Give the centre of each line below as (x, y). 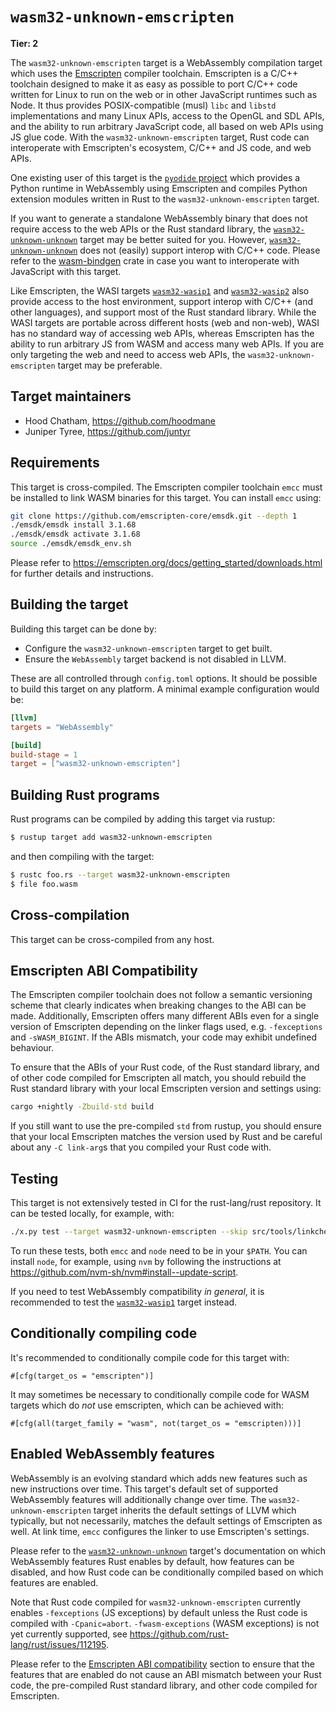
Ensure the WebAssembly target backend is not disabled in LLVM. (155, 659)
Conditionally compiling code (104, 1333)
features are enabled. (54, 1582)
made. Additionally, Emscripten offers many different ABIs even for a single (165, 1016)
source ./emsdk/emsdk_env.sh (71, 544)
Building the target (69, 604)
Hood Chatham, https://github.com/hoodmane (120, 420)
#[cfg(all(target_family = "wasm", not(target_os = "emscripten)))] (156, 1423)
